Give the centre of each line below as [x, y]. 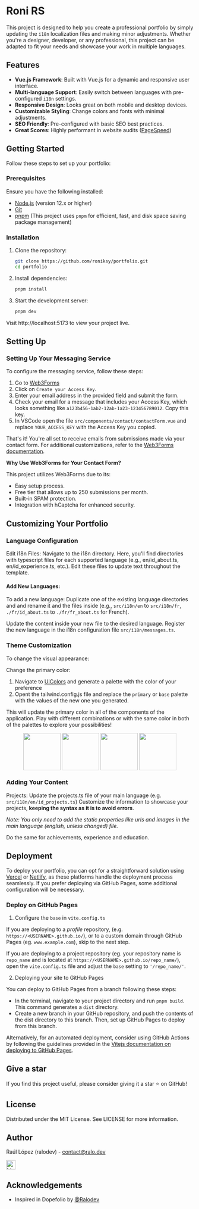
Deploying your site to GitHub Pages [59, 977]
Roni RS [26, 11]
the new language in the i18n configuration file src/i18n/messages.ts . [91, 630]
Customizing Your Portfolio [57, 524]
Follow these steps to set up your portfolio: [59, 163]
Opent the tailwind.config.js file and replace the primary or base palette [101, 694]
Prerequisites [26, 179]
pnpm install [31, 289]
